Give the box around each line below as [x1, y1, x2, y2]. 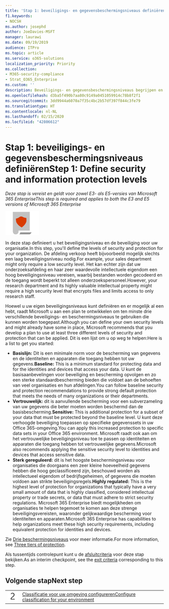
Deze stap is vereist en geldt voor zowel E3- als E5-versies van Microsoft [5, 190, 157, 196]
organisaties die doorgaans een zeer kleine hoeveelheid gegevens [12, 462, 150, 468]
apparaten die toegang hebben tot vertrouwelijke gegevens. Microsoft [12, 441, 157, 447]
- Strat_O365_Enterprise [5, 77, 57, 82]
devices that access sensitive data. [12, 452, 86, 458]
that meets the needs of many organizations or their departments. [12, 393, 149, 399]
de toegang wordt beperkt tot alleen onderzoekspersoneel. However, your [5, 277, 157, 283]
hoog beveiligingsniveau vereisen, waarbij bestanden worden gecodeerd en [5, 272, 162, 278]
